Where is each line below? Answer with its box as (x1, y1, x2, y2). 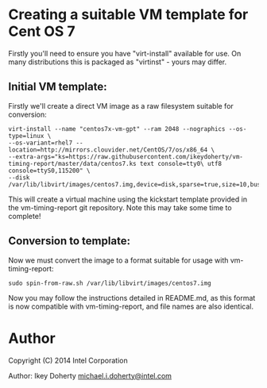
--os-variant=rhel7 (8, 139, 73, 147)
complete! (8, 211, 41, 221)
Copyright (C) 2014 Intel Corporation (8, 355, 129, 365)
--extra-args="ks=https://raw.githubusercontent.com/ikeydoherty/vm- (8, 152, 244, 160)
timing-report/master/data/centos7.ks (8, 159, 137, 167)
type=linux (8, 132, 44, 140)
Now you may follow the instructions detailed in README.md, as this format (8, 293, 256, 302)
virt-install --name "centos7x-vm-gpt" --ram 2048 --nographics (8, 125, 226, 133)
